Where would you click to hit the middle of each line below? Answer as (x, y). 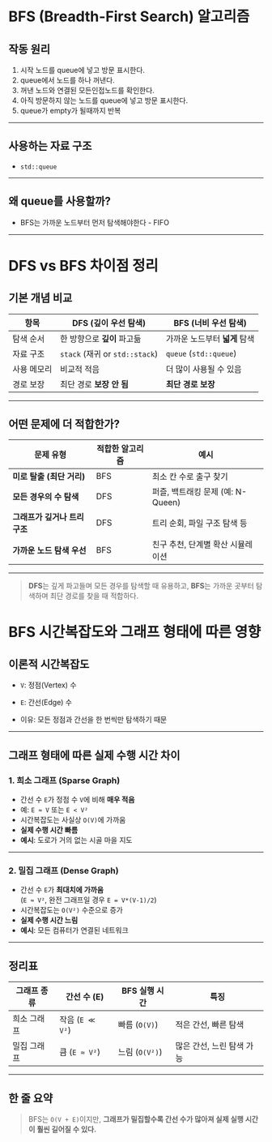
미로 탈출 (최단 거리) (49, 477)
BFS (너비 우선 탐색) (210, 323)
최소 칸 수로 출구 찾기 (190, 477)
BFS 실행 (138, 991)
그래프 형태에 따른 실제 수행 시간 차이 (94, 755)
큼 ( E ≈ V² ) (80, 1052)
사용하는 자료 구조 (50, 146)
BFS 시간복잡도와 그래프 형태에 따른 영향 (135, 632)
